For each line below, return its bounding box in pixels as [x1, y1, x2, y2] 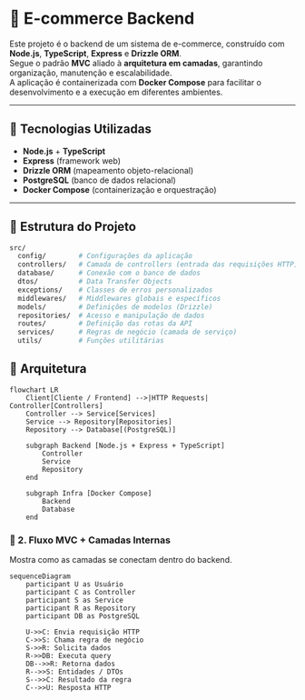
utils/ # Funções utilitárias [17, 336, 165, 345]
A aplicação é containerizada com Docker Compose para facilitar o [9, 76, 261, 87]
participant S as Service [25, 595, 124, 605]
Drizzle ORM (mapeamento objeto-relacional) [22, 165, 194, 175]
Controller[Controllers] [9, 401, 103, 410]
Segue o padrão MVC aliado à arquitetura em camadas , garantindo [9, 57, 263, 68]
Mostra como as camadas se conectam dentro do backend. [9, 555, 232, 565]
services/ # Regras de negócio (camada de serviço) [17, 327, 238, 337]
